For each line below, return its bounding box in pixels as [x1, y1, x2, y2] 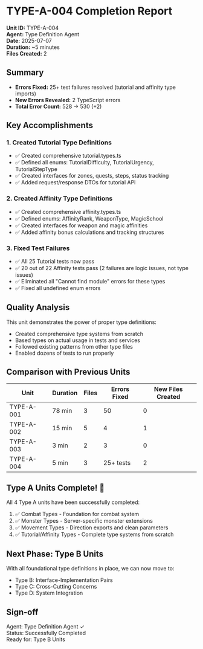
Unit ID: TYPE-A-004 [6, 24, 59, 31]
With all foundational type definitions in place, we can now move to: [6, 565, 175, 572]
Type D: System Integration [14, 589, 83, 596]
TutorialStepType [14, 166, 57, 173]
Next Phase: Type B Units [6, 549, 104, 559]
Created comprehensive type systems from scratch [14, 330, 144, 337]
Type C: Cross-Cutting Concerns [14, 583, 97, 590]
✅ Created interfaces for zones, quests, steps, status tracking [14, 172, 169, 179]
